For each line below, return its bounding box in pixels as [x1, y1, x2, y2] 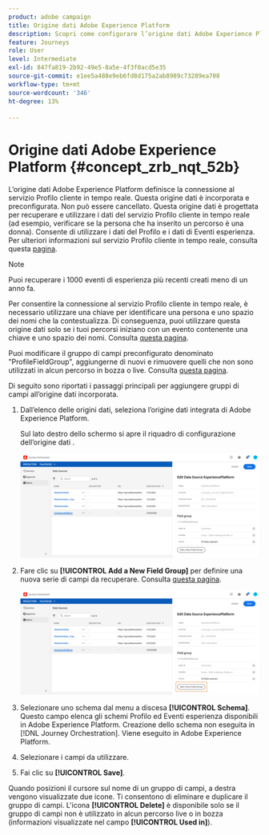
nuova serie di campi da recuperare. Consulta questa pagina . [19, 574, 222, 584]
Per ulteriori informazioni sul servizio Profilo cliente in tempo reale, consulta [8, 236, 258, 246]
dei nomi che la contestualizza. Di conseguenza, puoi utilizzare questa [8, 316, 240, 326]
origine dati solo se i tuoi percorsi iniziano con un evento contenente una [8, 325, 248, 334]
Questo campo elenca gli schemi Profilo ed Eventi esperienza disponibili [19, 712, 259, 721]
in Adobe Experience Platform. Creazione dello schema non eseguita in [19, 720, 255, 729]
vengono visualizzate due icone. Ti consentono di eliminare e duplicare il [8, 792, 248, 801]
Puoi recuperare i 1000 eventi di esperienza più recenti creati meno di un [8, 275, 248, 285]
